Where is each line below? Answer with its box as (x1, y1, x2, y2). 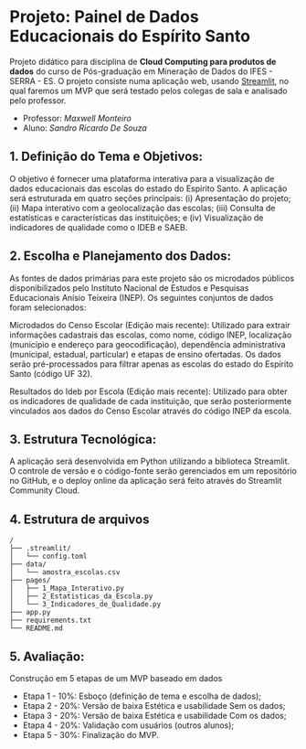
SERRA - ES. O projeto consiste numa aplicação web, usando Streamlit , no (9, 75, 290, 86)
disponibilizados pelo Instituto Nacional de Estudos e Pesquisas (9, 282, 249, 294)
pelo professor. (9, 94, 67, 106)
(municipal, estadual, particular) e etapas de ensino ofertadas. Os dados (9, 348, 281, 359)
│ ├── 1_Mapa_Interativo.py (9, 583, 125, 594)
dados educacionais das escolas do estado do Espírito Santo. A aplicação (9, 183, 288, 194)
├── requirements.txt (9, 615, 92, 626)
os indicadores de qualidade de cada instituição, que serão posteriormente (9, 395, 292, 406)
